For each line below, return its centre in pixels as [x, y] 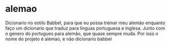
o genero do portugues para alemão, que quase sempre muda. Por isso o [82, 33]
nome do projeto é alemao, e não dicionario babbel [59, 39]
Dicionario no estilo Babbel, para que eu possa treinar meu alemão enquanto [85, 23]
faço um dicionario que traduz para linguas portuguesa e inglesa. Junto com [85, 28]
